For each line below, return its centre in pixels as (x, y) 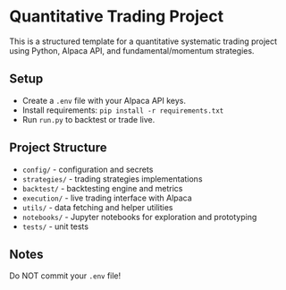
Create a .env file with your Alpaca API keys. (104, 100)
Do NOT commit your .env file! (65, 276)
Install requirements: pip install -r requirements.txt (123, 110)
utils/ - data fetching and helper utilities (97, 207)
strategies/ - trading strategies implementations (112, 179)
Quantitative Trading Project (117, 17)
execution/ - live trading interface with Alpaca (107, 198)
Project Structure (58, 148)
